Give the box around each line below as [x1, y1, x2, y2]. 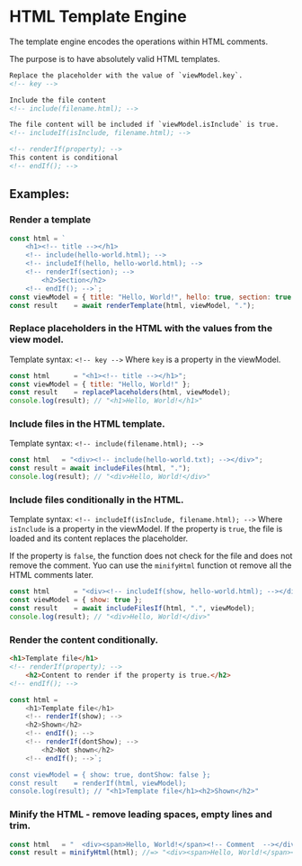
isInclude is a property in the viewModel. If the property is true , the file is [9, 524, 283, 535]
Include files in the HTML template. [9, 418, 165, 430]
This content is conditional [9, 153, 119, 163]
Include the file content [9, 95, 106, 104]
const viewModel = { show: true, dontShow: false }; [9, 770, 211, 780]
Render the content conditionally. [9, 633, 159, 645]
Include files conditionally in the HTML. [9, 493, 184, 506]
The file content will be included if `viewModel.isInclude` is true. [9, 120, 280, 130]
